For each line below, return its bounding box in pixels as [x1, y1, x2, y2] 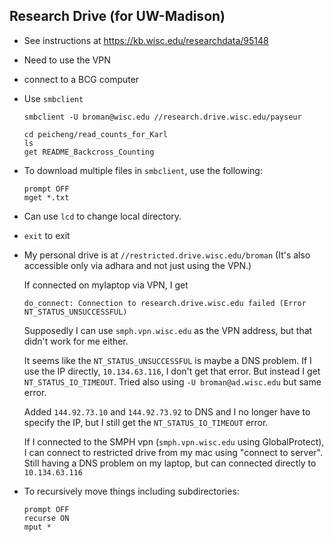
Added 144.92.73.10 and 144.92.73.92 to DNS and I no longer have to [23, 405, 311, 418]
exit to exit [23, 229, 71, 241]
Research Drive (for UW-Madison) [9, 8, 226, 25]
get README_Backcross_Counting [23, 147, 155, 157]
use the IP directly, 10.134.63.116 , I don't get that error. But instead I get [23, 365, 321, 377]
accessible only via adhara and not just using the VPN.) [23, 259, 252, 271]
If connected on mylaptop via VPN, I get [23, 279, 189, 291]
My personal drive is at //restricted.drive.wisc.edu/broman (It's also [23, 249, 311, 261]
